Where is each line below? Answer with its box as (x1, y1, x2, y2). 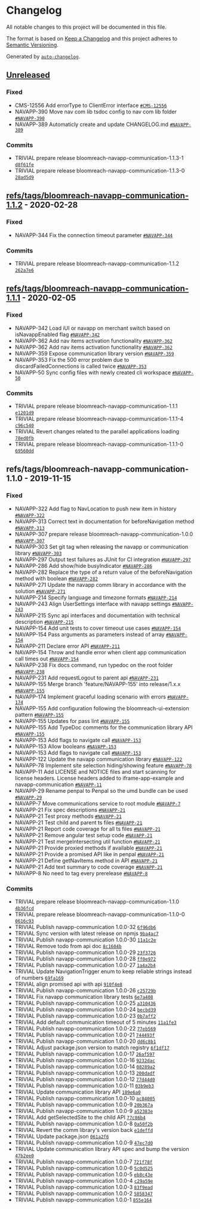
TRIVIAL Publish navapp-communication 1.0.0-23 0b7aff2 (14, 1012, 156, 1019)
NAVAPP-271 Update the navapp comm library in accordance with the (14, 581, 186, 588)
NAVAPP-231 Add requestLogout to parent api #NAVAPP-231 (14, 674, 159, 681)
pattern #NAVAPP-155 (14, 711, 64, 718)
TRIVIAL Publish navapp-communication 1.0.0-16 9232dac (14, 1056, 155, 1063)
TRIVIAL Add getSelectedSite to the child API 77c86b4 (14, 1113, 146, 1121)
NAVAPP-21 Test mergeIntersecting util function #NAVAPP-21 (14, 838, 161, 845)
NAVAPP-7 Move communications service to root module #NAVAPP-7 (14, 799, 181, 807)
